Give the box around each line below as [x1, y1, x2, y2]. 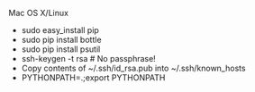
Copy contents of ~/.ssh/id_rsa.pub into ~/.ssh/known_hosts [21, 63, 246, 73]
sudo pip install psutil [21, 44, 101, 54]
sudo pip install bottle [21, 35, 102, 45]
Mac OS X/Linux [8, 8, 69, 18]
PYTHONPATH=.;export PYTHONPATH [21, 72, 166, 83]
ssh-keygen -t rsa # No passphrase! [21, 54, 157, 63]
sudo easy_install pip [21, 25, 100, 35]
